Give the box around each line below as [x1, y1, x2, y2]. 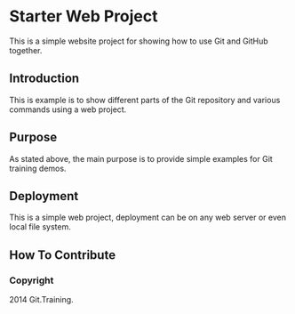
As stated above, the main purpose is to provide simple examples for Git [9, 153, 273, 164]
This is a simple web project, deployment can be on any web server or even [9, 212, 287, 223]
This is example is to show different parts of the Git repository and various [9, 94, 281, 105]
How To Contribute [9, 247, 116, 262]
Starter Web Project [9, 6, 158, 27]
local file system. [9, 221, 71, 232]
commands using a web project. [9, 104, 127, 115]
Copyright [9, 274, 54, 286]
